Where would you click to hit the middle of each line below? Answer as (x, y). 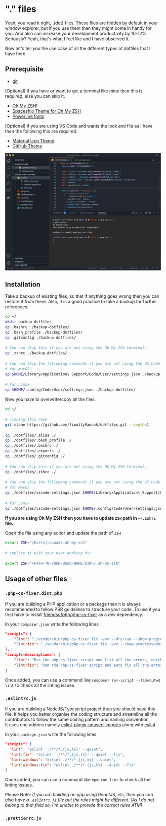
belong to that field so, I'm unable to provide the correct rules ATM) (74, 805)
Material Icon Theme (33, 140)
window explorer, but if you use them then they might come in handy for (79, 28)
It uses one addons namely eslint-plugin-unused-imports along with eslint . (81, 725)
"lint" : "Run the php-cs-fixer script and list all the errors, (82, 660)
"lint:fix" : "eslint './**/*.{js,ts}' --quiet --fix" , (67, 755)
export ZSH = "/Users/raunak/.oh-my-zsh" (46, 543)
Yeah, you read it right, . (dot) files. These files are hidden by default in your (82, 23)
